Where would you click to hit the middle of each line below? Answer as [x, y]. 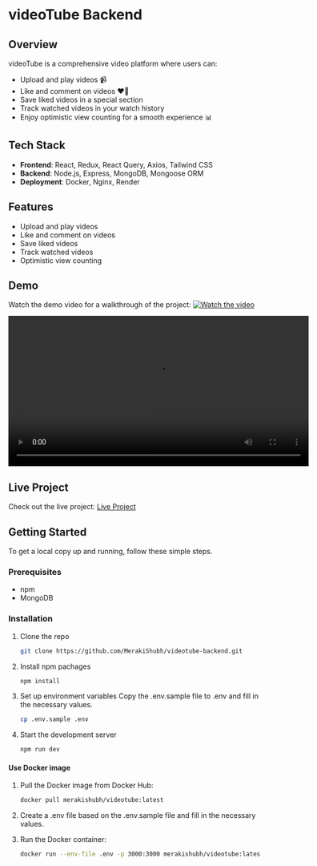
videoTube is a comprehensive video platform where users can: [113, 63]
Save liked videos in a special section [81, 99]
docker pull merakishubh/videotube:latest [92, 800]
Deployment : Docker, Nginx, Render [80, 181]
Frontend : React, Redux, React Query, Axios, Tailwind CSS [116, 164]
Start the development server [68, 734]
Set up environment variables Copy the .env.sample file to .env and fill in [139, 696]
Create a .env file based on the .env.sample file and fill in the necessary [138, 815]
